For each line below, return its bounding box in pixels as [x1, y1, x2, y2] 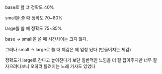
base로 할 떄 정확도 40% [5, 4, 54, 10]
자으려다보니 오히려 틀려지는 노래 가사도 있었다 [5, 64, 96, 69]
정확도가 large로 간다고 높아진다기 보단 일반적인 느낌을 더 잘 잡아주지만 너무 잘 [5, 57, 158, 63]
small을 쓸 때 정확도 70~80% [5, 15, 63, 21]
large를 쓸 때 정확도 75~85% [5, 25, 62, 31]
